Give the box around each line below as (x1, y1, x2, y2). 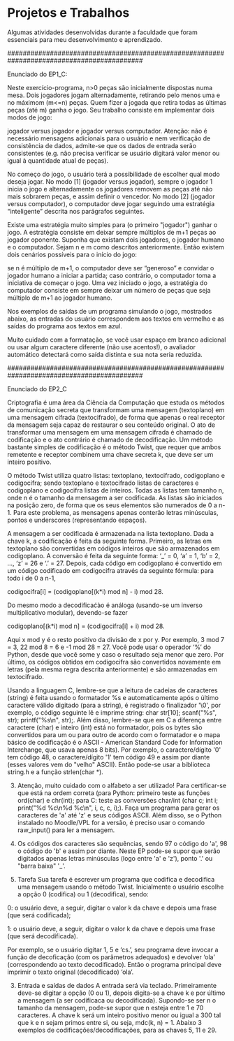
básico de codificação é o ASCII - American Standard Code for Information (7, 738, 223, 746)
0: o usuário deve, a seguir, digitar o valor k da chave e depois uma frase (7, 903, 217, 912)
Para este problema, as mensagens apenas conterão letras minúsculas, (13, 508, 219, 516)
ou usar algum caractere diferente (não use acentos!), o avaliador (7, 342, 196, 351)
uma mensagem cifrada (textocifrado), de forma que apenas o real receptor (7, 413, 226, 421)
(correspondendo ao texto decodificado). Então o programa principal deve (7, 960, 222, 968)
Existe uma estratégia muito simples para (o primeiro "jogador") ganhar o (7, 220, 218, 228)
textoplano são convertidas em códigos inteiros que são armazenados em (7, 544, 220, 553)
